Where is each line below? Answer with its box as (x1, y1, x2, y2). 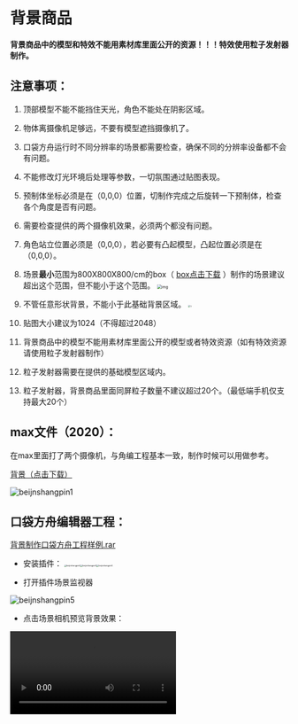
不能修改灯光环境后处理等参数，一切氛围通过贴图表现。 (22, 171, 225, 182)
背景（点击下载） (10, 469, 73, 479)
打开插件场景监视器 (22, 577, 94, 588)
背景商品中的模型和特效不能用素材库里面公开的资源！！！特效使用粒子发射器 (10, 39, 289, 50)
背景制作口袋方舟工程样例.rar (10, 540, 116, 550)
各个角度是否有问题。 (22, 201, 101, 212)
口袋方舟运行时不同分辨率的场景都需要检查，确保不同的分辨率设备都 (22, 141, 271, 152)
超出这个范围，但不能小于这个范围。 (22, 280, 156, 291)
